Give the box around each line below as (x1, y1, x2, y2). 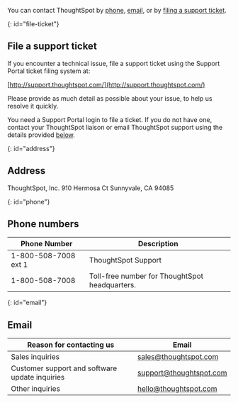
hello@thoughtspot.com (137, 384, 217, 394)
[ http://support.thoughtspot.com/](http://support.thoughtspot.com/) (7, 80, 205, 89)
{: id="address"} (7, 144, 55, 153)
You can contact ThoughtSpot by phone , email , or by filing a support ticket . (7, 6, 227, 14)
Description (137, 239, 178, 249)
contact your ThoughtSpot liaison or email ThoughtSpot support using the (7, 123, 223, 131)
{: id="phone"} (7, 197, 50, 206)
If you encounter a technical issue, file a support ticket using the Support (7, 59, 220, 67)
